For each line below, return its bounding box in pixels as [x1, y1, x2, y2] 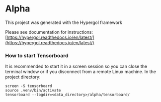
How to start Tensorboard [5, 52, 69, 59]
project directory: [5, 74, 41, 80]
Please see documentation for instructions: [5, 29, 93, 35]
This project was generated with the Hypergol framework [5, 19, 123, 25]
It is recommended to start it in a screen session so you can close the [5, 63, 148, 70]
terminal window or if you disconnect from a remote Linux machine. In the [5, 69, 157, 75]
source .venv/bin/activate [5, 88, 61, 93]
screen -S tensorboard [5, 84, 52, 89]
